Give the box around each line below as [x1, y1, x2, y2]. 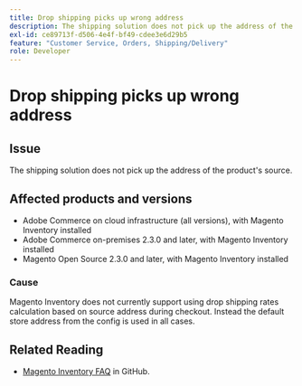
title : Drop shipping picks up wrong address [9, 13, 184, 23]
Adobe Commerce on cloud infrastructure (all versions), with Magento [22, 214, 284, 226]
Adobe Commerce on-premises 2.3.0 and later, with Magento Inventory [22, 234, 288, 245]
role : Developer [9, 47, 71, 56]
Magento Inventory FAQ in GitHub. [22, 366, 151, 377]
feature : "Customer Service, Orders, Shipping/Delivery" [9, 38, 229, 48]
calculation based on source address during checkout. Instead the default [9, 306, 285, 317]
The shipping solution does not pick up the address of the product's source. [9, 165, 293, 176]
